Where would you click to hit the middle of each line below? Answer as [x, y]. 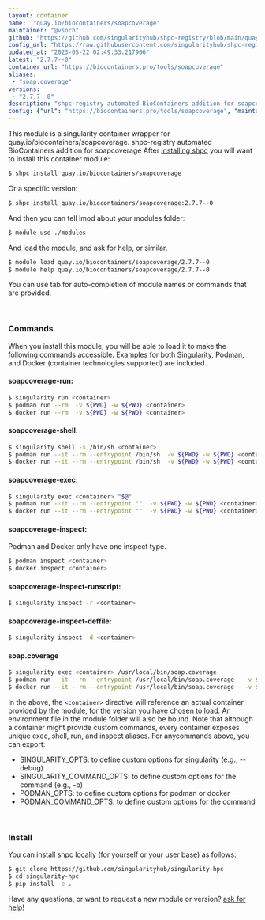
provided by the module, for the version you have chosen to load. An [119, 711]
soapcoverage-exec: [43, 479]
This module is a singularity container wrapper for [89, 134]
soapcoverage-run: [41, 381]
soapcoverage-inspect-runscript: [65, 586]
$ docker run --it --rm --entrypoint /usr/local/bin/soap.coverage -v [130, 687]
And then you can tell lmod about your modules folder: [97, 218]
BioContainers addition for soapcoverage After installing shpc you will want [131, 150]
